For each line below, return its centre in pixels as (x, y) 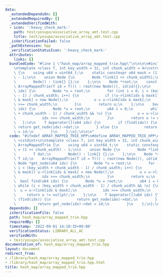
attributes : (22, 55)
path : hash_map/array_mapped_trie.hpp (49, 217)
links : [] (24, 59)
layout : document (23, 249)
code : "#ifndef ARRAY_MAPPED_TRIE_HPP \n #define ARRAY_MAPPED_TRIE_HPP (82, 136)
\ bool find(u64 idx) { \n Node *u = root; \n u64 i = (84, 181)
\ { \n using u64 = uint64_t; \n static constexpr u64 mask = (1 (86, 73)
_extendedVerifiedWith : (33, 23)
